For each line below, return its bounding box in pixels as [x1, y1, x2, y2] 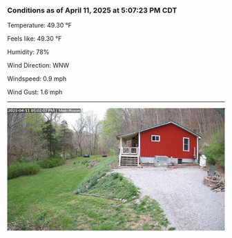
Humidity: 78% [7, 48, 50, 57]
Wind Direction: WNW [7, 61, 70, 70]
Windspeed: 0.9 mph [7, 75, 67, 83]
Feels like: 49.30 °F [7, 34, 62, 43]
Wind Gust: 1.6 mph [7, 88, 63, 97]
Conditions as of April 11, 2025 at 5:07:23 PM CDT [7, 6, 177, 15]
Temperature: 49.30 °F [7, 21, 72, 30]
